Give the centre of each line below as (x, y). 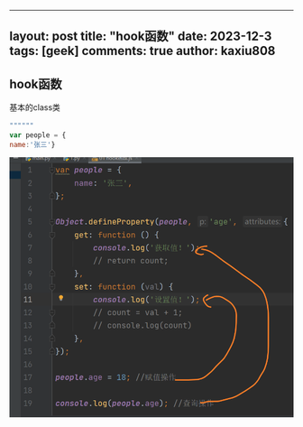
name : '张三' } (32, 144)
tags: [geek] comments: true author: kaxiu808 (142, 51)
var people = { (38, 135)
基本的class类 (35, 107)
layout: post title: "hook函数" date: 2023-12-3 (141, 37)
